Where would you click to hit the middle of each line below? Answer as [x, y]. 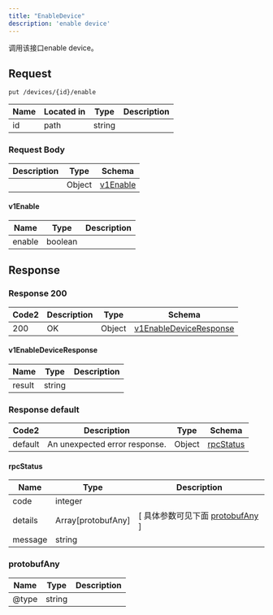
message [30, 539]
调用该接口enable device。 [54, 48]
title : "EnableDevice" [47, 16]
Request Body [37, 149]
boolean [62, 241]
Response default [44, 409]
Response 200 [38, 293]
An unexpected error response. [107, 444]
